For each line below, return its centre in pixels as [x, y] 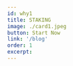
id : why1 [20, 13]
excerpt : [20, 52]
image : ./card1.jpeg [37, 26]
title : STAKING [29, 20]
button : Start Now [34, 33]
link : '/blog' [28, 39]
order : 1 [20, 45]
